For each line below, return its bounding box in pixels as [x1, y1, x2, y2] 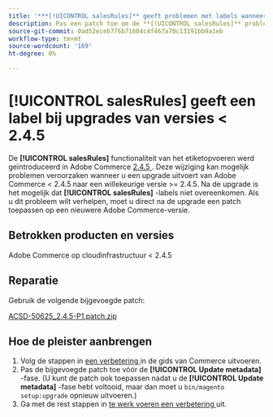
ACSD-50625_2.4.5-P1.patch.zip [8, 311, 118, 321]
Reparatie [8, 274, 59, 288]
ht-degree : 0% [8, 50, 57, 58]
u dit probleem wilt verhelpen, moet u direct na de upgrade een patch [8, 196, 241, 206]
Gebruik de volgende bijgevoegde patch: [8, 295, 145, 305]
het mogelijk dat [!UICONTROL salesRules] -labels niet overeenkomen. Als [8, 188, 259, 198]
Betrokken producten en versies [8, 228, 175, 242]
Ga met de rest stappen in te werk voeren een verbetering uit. [19, 399, 227, 409]
